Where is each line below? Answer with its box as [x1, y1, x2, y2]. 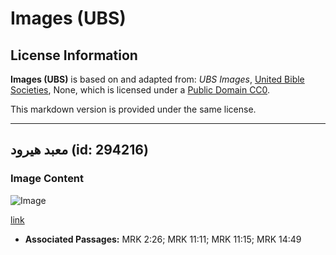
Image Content [10, 172, 85, 186]
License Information [10, 47, 138, 64]
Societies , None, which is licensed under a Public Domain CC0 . [10, 84, 271, 96]
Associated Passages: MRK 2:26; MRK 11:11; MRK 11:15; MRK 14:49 [24, 233, 302, 245]
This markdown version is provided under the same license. [10, 103, 257, 115]
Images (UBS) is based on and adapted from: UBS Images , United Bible [10, 73, 305, 85]
